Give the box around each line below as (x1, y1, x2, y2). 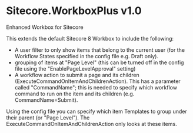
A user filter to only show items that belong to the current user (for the (14, 46, 185, 54)
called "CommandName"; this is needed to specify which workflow (14, 84, 178, 91)
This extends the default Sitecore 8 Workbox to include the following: (6, 35, 174, 42)
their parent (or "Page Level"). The (6, 114, 90, 121)
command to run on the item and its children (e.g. (14, 90, 135, 97)
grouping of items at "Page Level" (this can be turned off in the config (14, 59, 184, 66)
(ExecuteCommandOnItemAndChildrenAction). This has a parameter (14, 78, 181, 85)
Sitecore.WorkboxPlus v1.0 (6, 4, 142, 18)
